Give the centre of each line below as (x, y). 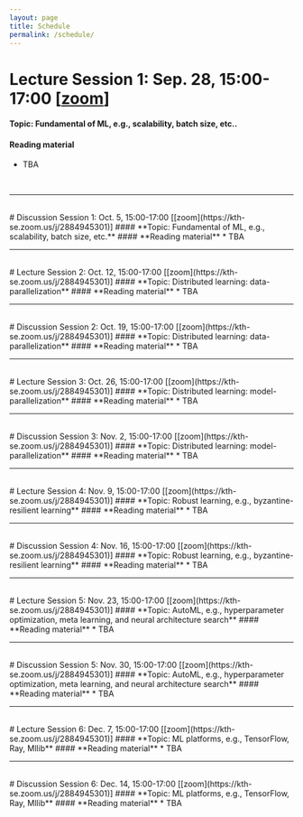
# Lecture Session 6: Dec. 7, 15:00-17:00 (84, 729)
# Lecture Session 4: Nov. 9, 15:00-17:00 (85, 491)
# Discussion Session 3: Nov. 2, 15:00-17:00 (91, 436)
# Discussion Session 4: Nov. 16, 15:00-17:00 (92, 546)
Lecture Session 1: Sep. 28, (113, 79)
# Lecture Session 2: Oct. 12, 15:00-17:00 (86, 273)
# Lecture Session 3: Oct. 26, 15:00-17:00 (87, 382)
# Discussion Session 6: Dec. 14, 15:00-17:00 (92, 784)
